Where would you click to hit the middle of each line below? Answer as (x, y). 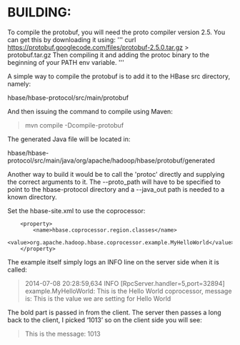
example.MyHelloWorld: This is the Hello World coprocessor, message (128, 291)
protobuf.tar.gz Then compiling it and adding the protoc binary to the (108, 55)
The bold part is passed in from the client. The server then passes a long (114, 312)
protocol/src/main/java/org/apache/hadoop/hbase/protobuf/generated (111, 160)
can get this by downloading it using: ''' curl (72, 39)
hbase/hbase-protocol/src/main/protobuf (68, 98)
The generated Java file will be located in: (69, 139)
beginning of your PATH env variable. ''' (66, 62)
